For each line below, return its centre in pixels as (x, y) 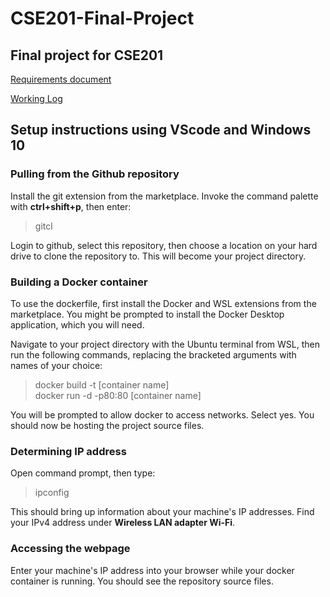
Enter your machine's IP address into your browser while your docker (152, 570)
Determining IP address (68, 451)
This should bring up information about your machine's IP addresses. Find (162, 512)
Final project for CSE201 (87, 55)
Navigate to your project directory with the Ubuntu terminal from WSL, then (165, 344)
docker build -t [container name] (102, 384)
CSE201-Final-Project (102, 18)
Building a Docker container (79, 282)
